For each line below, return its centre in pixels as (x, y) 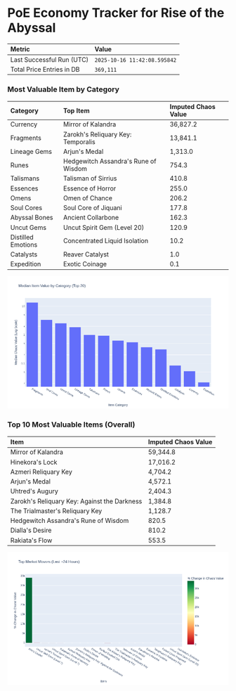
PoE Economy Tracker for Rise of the (116, 13)
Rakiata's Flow (31, 540)
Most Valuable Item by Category (63, 89)
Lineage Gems (31, 151)
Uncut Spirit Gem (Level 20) (104, 227)
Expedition (26, 264)
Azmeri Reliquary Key (41, 472)
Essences (24, 188)
